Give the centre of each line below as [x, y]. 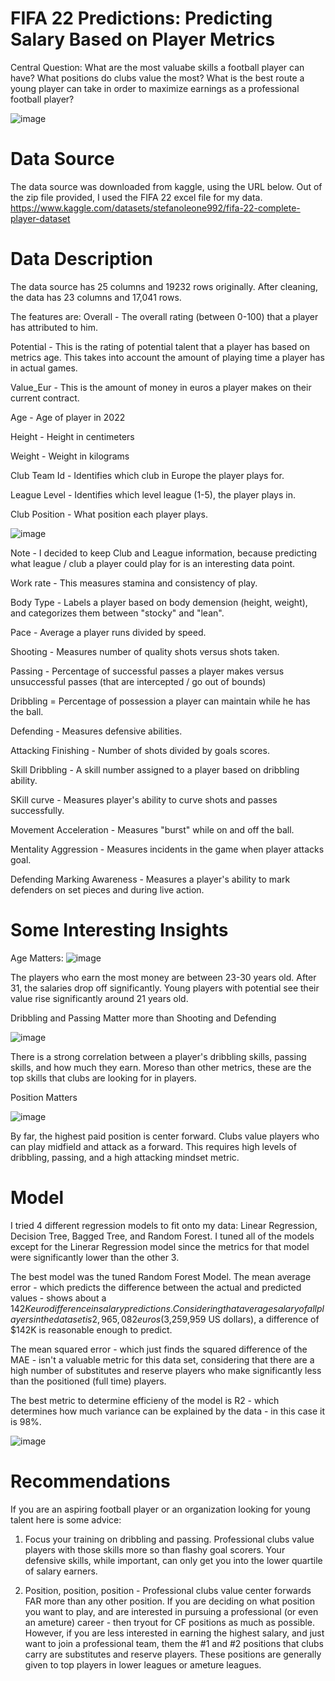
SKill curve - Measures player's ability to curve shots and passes [144, 799]
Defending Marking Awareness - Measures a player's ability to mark [150, 879]
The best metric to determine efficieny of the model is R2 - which [145, 1400]
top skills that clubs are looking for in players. [103, 1078]
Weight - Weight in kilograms [70, 456]
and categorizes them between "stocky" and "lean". [117, 613]
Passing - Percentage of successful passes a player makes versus [147, 671]
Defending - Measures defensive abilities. [96, 731]
